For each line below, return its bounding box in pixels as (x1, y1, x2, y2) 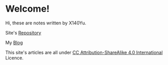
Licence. (5, 54, 24, 61)
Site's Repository (5, 29, 42, 36)
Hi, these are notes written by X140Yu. (5, 20, 86, 26)
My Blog (5, 39, 23, 46)
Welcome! (5, 3, 50, 15)
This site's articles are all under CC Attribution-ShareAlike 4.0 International (5, 49, 163, 55)
